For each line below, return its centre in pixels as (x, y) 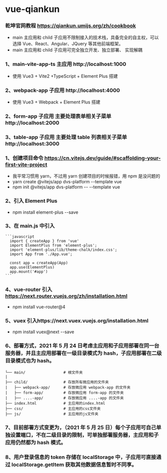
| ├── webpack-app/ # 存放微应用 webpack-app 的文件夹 (68, 387)
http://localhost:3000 (32, 143)
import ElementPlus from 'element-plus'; (53, 245)
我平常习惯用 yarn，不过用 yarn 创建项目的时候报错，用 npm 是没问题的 (86, 176)
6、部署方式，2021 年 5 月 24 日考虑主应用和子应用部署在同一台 (82, 346)
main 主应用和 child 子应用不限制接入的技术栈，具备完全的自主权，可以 (85, 37)
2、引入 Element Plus (31, 201)
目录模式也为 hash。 (30, 361)
